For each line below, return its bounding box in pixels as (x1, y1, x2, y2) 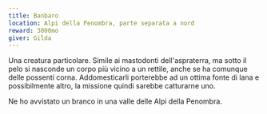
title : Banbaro (8, 11, 59, 20)
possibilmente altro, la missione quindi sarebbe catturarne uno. (8, 81, 216, 91)
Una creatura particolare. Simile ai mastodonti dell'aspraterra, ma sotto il (8, 56, 247, 65)
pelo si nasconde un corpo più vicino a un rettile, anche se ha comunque (8, 65, 248, 74)
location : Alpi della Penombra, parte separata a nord (8, 19, 195, 27)
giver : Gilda (8, 33, 52, 42)
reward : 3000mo (8, 26, 59, 34)
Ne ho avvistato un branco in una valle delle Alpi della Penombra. (8, 96, 222, 106)
